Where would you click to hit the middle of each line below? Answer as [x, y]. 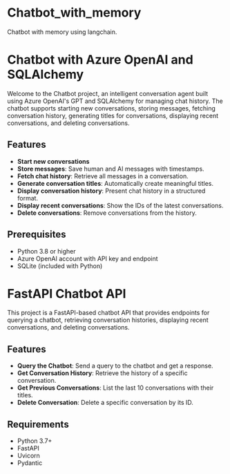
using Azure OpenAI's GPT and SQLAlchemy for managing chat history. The [115, 101]
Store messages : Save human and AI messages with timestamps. [111, 169]
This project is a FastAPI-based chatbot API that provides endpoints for [108, 313]
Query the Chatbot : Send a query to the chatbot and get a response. [115, 366]
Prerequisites [37, 235]
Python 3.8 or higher [46, 251]
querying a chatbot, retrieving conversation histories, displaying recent [108, 320]
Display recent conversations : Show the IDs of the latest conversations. [120, 205]
